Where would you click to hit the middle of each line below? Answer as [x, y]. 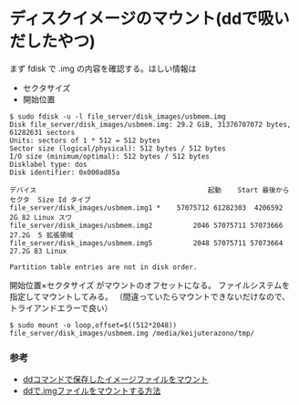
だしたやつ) [52, 42]
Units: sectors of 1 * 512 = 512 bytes [85, 140]
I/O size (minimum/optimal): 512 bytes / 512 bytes [109, 156]
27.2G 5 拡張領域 [41, 235]
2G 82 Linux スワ [41, 217]
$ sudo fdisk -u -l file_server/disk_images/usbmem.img [118, 116]
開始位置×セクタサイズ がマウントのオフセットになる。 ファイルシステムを [149, 285]
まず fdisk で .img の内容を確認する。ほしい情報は [103, 68]
